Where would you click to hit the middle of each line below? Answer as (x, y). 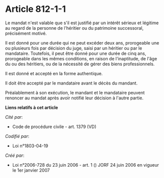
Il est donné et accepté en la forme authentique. (54, 73)
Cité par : (14, 117)
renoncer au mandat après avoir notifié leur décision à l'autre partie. (74, 98)
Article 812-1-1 (36, 9)
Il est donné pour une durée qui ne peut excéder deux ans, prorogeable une (82, 43)
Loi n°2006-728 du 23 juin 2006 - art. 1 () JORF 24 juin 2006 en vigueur (85, 165)
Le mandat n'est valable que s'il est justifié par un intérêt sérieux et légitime (82, 23)
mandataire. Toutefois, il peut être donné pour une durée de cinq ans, (76, 53)
